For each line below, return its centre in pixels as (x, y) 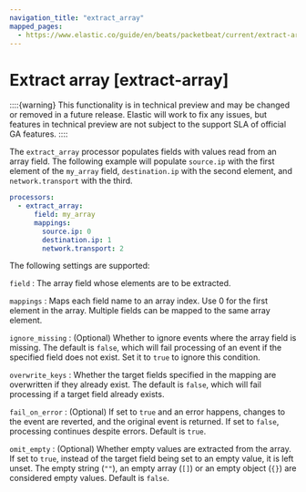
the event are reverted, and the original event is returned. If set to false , (144, 422)
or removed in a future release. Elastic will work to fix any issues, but (138, 115)
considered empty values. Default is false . (90, 478)
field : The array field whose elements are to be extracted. (120, 283)
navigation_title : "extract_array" (77, 18)
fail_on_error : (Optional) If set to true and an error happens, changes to (148, 412)
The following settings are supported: (80, 266)
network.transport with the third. (71, 181)
